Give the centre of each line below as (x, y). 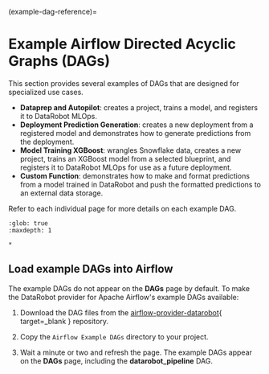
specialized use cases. (46, 92)
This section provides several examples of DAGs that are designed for (124, 83)
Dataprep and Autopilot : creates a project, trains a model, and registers (139, 107)
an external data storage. (61, 193)
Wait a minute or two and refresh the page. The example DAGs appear (136, 352)
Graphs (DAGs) (59, 62)
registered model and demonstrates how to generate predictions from (135, 133)
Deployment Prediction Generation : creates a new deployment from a (137, 125)
